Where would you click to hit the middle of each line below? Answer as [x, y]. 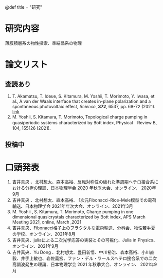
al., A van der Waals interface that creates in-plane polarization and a [81, 101]
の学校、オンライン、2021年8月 [44, 234]
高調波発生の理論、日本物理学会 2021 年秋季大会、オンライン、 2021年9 [84, 264]
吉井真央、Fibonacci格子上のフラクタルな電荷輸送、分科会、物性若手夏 [84, 228]
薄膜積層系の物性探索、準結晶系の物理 [43, 43]
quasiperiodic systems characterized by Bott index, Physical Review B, [84, 122]
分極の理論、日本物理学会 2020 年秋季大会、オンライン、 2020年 [91, 188]
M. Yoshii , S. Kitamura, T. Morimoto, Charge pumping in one [73, 212]
